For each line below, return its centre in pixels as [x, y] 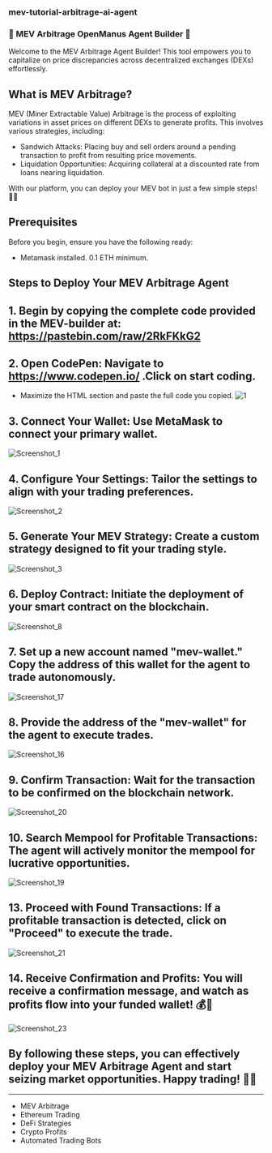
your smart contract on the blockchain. [109, 607]
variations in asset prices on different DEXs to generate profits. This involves [136, 122]
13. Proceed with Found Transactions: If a [115, 908]
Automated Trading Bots [61, 1141]
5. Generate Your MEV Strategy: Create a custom [134, 536]
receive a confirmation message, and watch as [129, 991]
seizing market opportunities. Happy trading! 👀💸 [133, 1079]
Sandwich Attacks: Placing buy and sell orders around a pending [128, 147]
